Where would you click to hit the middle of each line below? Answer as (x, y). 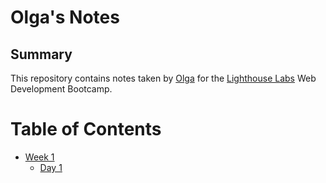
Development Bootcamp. (61, 89)
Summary (41, 54)
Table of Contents (86, 129)
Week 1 (39, 157)
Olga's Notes (65, 17)
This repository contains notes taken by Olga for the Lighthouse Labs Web (163, 78)
